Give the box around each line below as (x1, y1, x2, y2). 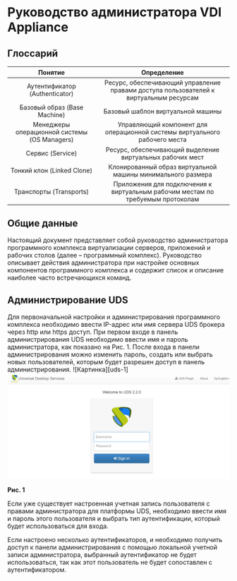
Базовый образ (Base (19, 103, 84, 112)
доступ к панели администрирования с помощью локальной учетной (7, 543, 217, 551)
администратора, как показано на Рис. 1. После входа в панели (7, 343, 200, 352)
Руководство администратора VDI (7, 4, 222, 20)
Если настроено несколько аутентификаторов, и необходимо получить (7, 536, 223, 544)
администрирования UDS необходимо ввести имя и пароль (7, 335, 188, 344)
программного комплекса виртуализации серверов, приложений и (7, 244, 211, 252)
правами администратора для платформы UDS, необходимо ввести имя (7, 507, 227, 515)
